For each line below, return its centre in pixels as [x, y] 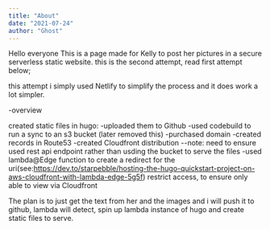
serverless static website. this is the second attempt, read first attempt [125, 62]
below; [19, 71]
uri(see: [21, 169]
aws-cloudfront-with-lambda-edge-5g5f [76, 177]
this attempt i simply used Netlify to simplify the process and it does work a [133, 86]
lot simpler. [27, 95]
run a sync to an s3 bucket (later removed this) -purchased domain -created [135, 134]
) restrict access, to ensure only [195, 177]
